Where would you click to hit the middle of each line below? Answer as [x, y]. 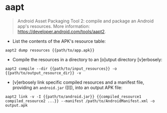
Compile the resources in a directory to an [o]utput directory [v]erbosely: [87, 59]
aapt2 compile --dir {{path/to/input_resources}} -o [61, 69]
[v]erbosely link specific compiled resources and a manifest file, [78, 82]
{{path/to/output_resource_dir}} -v [43, 73]
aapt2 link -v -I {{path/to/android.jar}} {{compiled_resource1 [73, 97]
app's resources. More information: [54, 26]
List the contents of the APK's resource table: [59, 41]
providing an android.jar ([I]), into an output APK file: [67, 87]
